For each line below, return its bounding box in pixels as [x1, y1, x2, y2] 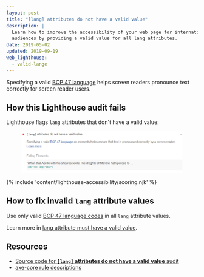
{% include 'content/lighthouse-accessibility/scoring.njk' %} [6, 178, 157, 185]
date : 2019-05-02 [6, 42, 50, 48]
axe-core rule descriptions [15, 264, 82, 272]
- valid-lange [12, 61, 47, 67]
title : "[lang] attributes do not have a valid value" [6, 16, 148, 22]
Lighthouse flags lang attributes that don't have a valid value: [6, 118, 159, 126]
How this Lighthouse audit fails [6, 103, 126, 113]
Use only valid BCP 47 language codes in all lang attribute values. [6, 212, 171, 219]
